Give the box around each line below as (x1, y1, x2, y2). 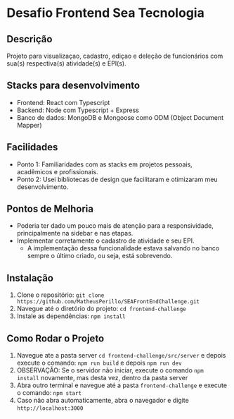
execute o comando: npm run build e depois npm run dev (16, 358, 182, 368)
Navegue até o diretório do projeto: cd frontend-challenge (16, 305, 187, 313)
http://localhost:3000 (16, 405, 84, 412)
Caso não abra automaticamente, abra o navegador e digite (16, 396, 189, 405)
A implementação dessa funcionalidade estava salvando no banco (27, 244, 220, 253)
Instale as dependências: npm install (16, 312, 126, 320)
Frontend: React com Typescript (16, 98, 110, 107)
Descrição (6, 33, 53, 45)
